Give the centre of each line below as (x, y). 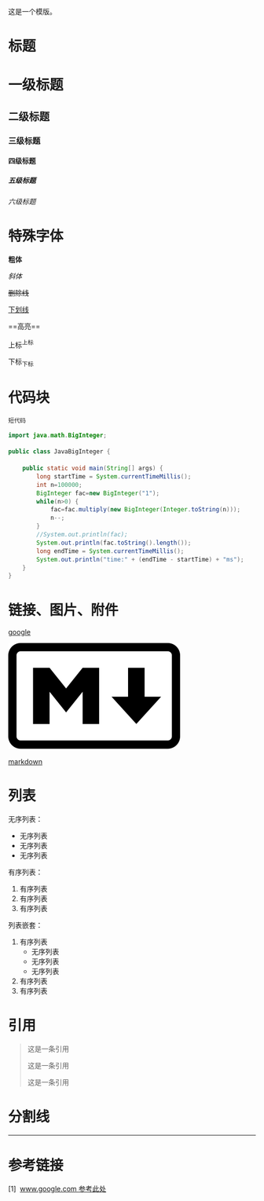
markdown (26, 762)
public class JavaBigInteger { (59, 452)
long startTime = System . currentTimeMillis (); (114, 476)
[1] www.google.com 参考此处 (57, 1189)
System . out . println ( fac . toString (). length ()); (114, 543)
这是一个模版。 (32, 11)
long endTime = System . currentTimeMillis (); (110, 551)
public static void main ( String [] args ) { (93, 469)
